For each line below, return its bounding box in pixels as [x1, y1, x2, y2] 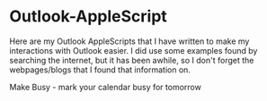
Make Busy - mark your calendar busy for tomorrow [9, 81, 202, 92]
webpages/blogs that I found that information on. [9, 64, 191, 75]
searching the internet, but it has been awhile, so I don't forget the [9, 55, 254, 65]
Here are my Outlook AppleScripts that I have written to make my [9, 36, 250, 46]
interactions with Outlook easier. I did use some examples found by [9, 45, 258, 55]
